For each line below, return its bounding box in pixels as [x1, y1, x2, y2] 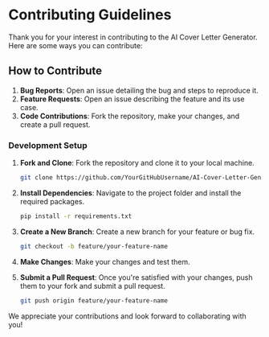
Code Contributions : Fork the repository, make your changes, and [19, 111, 240, 121]
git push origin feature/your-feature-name [19, 296, 169, 305]
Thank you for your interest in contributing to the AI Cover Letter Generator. [8, 32, 259, 42]
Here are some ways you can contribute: [8, 40, 143, 50]
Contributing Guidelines [8, 6, 172, 24]
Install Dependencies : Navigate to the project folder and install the [19, 187, 242, 198]
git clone [19, 174, 54, 182]
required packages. [19, 196, 85, 206]
